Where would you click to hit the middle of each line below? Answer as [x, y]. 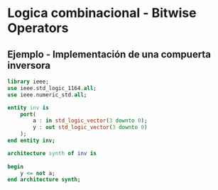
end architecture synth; [44, 180]
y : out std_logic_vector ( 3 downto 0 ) [90, 128]
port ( [28, 114]
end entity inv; [31, 140]
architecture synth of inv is [52, 153]
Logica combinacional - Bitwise [102, 13]
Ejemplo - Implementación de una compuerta [109, 54]
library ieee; [28, 82]
